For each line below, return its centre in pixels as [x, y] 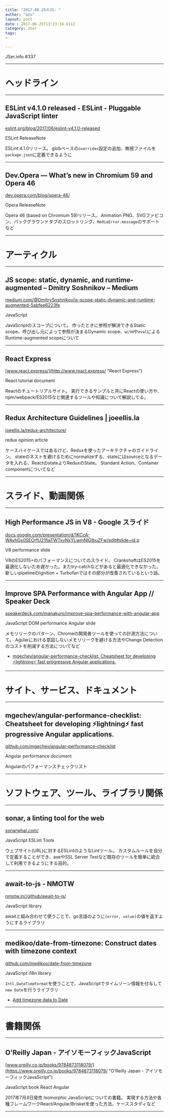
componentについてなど [30, 469]
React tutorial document [30, 381]
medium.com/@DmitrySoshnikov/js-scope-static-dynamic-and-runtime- [80, 300]
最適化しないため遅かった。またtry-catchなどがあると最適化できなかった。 [83, 567]
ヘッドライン [32, 83]
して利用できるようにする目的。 [38, 863]
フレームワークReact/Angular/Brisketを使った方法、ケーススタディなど [82, 1104]
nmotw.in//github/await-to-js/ [36, 896]
